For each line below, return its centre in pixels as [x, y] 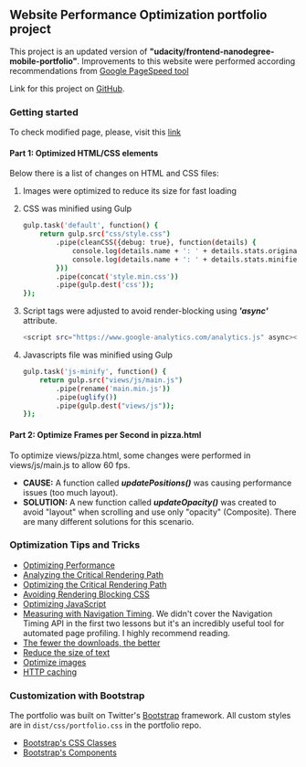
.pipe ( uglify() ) [87, 397]
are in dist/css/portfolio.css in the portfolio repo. [106, 725]
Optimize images [54, 662]
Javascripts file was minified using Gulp [98, 355]
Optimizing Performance [69, 565]
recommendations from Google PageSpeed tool [99, 70]
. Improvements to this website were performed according [186, 61]
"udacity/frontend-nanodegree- [212, 51]
